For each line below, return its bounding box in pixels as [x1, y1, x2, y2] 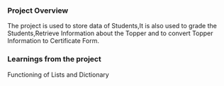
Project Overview [7, 6, 69, 16]
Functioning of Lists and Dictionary [7, 70, 110, 79]
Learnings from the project [7, 54, 101, 64]
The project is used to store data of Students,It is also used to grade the [7, 22, 218, 30]
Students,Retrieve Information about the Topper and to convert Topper [7, 29, 214, 37]
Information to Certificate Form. [7, 37, 100, 45]
